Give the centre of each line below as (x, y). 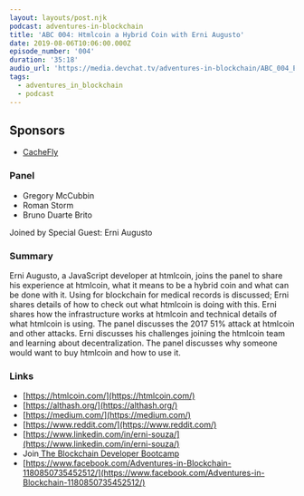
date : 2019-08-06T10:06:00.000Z (70, 43)
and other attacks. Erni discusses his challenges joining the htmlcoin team (147, 333)
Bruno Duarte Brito (57, 215)
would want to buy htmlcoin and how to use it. (95, 352)
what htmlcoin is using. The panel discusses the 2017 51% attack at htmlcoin (152, 324)
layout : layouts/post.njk (58, 18)
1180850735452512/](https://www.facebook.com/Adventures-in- (143, 473)
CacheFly (40, 152)
